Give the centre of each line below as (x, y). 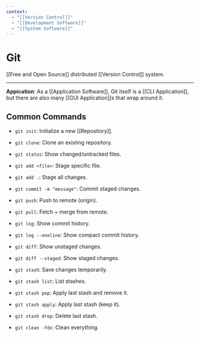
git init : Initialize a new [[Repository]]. (64, 131)
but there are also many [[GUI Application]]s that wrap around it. (85, 98)
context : (17, 12)
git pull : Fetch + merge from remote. (62, 212)
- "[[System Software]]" (42, 28)
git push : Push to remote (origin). (56, 200)
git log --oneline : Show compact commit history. (77, 235)
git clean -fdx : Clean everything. (57, 327)
